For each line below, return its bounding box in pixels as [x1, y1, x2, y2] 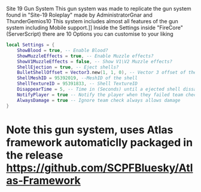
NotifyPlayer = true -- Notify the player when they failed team [17, 92, 184, 98]
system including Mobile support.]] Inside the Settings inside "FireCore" [6, 24, 184, 31]
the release [6, 148, 63, 162]
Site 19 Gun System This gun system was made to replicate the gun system [6, 5, 191, 12]
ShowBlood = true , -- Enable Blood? [17, 47, 109, 53]
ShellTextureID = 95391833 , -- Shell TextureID [17, 80, 138, 87]
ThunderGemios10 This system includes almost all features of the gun [6, 18, 178, 24]
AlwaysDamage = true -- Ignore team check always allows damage [17, 97, 181, 103]
